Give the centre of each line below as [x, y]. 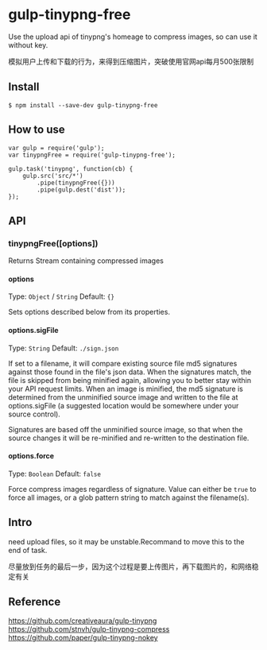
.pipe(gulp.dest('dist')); [81, 190]
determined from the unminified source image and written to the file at [123, 397]
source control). [35, 414]
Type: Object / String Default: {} [62, 296]
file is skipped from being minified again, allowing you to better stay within [130, 380]
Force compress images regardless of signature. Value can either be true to [132, 489]
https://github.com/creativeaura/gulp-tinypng [83, 621]
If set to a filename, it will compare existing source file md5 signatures [123, 363]
